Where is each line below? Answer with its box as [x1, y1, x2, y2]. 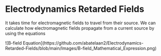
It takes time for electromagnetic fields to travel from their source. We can [5, 20, 156, 26]
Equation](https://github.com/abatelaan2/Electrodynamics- [23, 40, 144, 46]
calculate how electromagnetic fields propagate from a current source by [5, 25, 155, 31]
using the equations [5, 30, 46, 36]
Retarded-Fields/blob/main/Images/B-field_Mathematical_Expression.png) [5, 45, 157, 51]
